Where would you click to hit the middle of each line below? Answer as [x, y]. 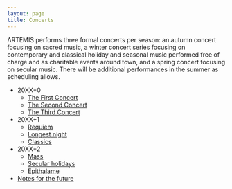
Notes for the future [45, 178]
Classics [39, 141]
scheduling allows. [34, 76]
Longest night [47, 134]
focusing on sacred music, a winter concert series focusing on [96, 47]
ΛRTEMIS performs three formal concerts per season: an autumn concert [112, 39]
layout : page [26, 13]
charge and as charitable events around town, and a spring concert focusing [116, 62]
